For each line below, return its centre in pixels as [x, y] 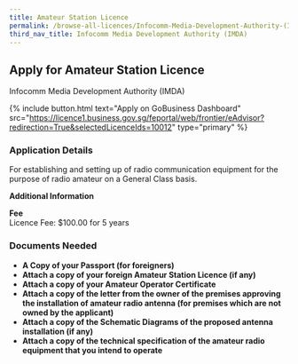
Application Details [51, 150]
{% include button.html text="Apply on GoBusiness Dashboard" [125, 108]
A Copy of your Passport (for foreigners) [98, 265]
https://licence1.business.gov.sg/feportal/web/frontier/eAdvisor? [147, 118]
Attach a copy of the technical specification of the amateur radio [143, 340]
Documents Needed [53, 246]
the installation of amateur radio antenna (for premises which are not [151, 303]
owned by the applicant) [68, 313]
